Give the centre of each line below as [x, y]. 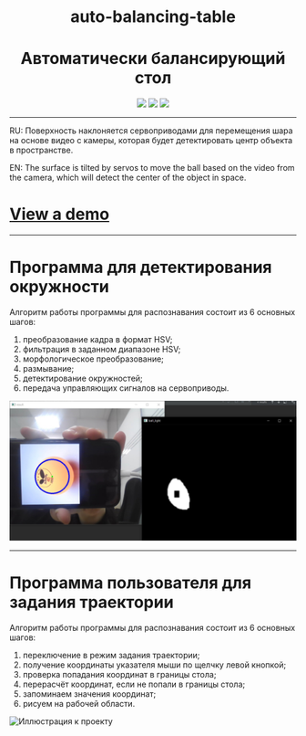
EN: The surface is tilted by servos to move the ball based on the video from [152, 168]
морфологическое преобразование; [93, 359]
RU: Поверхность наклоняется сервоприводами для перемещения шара [151, 131]
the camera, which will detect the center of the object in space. [128, 178]
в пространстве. [41, 150]
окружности [59, 287]
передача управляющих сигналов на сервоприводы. [126, 388]
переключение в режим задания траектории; [111, 656]
